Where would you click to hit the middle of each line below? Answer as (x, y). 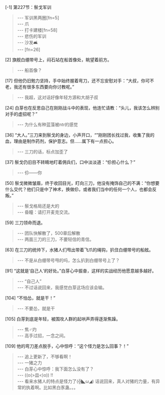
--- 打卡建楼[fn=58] (37, 30)
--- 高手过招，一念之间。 (42, 336)
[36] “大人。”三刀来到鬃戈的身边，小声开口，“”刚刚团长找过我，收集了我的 (80, 135)
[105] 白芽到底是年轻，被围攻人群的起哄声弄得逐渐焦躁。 (63, 319)
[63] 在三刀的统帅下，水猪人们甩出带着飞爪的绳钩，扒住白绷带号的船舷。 (79, 250)
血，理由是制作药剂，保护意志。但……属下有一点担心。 (61, 141)
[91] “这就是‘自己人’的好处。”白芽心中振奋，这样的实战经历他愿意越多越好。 (81, 271)
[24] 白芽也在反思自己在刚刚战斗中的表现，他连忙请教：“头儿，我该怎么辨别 (82, 108)
